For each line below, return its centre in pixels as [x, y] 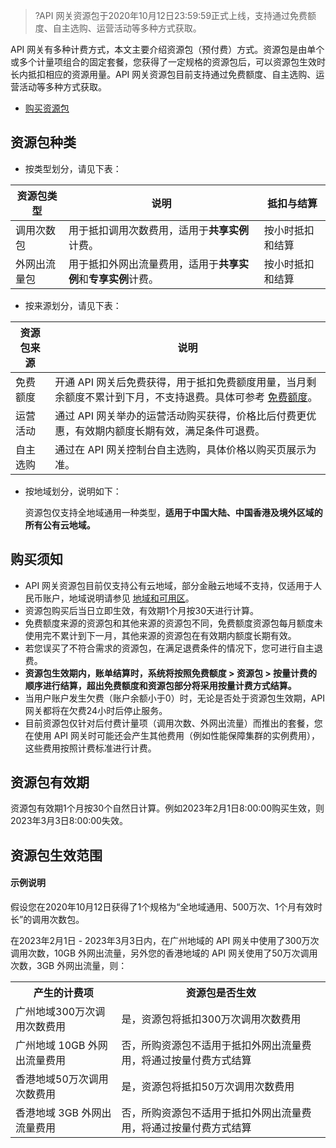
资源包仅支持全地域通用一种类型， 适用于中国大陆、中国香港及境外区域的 [173, 512]
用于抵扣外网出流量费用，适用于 [143, 264]
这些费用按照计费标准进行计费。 [90, 748]
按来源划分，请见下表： [73, 305]
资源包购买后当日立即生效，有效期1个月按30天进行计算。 [141, 610]
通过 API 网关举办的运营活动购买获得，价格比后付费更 [180, 416]
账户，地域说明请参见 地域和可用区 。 [118, 598]
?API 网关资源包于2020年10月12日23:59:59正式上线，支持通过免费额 [175, 15]
